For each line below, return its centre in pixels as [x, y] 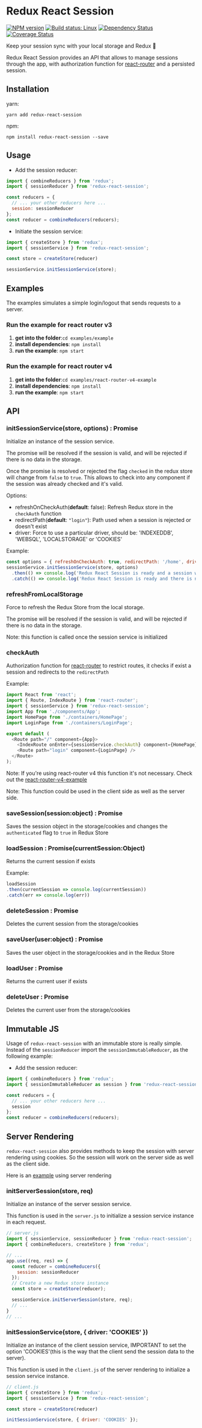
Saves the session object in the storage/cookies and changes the [87, 827]
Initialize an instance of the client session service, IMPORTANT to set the [96, 1345]
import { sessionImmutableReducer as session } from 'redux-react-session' [103, 1084]
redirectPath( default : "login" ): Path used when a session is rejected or [103, 520]
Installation [28, 89]
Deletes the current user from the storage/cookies [68, 1010]
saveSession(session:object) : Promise [65, 813]
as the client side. [28, 1164]
